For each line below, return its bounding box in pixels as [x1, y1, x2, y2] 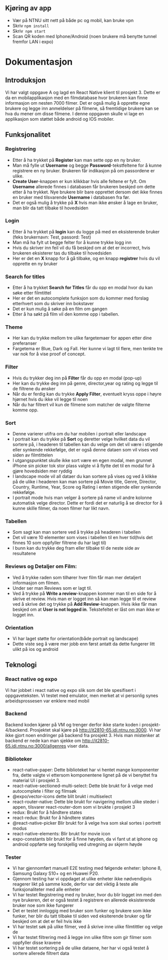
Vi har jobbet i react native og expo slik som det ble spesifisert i [5, 687, 136, 693]
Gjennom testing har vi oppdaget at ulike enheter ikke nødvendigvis [12, 876, 152, 882]
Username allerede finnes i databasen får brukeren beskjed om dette [12, 183, 155, 189]
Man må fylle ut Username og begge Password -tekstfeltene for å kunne [12, 162, 162, 168]
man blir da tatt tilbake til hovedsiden [12, 205, 88, 211]
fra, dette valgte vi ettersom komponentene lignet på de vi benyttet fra [12, 772, 157, 778]
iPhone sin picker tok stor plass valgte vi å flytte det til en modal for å [12, 462, 155, 468]
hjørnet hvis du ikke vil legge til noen [12, 396, 88, 402]
